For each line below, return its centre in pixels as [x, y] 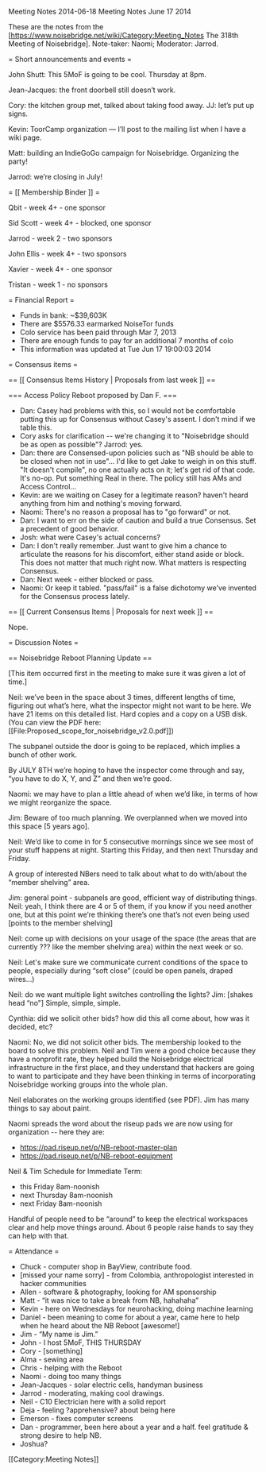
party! [18, 161]
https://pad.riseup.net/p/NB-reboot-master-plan [98, 1147]
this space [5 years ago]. [49, 826]
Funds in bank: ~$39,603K [63, 315]
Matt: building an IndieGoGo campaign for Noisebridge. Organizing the [124, 153]
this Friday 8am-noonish [60, 1186]
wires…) [21, 979]
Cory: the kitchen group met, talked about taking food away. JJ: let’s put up [131, 105]
